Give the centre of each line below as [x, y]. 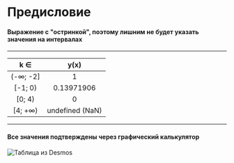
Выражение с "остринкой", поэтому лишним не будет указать [103, 31]
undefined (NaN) [75, 111]
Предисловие [49, 12]
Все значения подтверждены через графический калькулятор [103, 137]
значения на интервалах [45, 39]
